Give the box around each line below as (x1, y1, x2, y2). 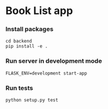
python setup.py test (5, 97, 59, 103)
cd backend (5, 38, 32, 45)
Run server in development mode (5, 57, 102, 65)
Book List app (5, 4, 73, 18)
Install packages (5, 25, 54, 33)
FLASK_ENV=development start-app (5, 70, 87, 76)
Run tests (5, 84, 33, 92)
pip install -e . (5, 43, 48, 49)
